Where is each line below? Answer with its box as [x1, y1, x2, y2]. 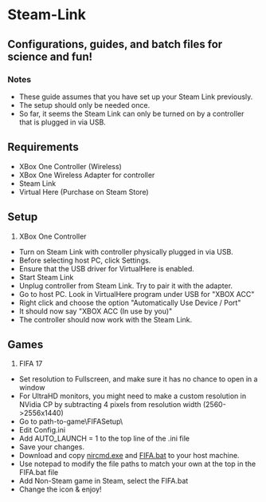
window [18, 383, 45, 393]
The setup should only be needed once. [18, 100, 151, 109]
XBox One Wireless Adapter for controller [18, 170, 155, 180]
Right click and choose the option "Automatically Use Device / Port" [18, 298, 241, 307]
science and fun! [7, 49, 93, 63]
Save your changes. [18, 442, 85, 452]
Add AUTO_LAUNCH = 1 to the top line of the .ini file [18, 433, 190, 444]
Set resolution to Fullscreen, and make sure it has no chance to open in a [18, 374, 258, 384]
